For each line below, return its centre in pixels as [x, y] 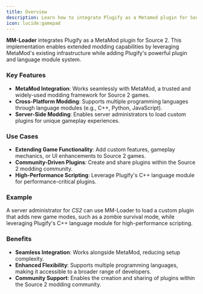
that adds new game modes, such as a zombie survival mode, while [91, 217]
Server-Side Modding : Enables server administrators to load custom [100, 114]
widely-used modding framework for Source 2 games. [82, 95]
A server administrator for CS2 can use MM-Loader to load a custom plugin [100, 211]
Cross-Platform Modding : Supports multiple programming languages [101, 101]
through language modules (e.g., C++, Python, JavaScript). [89, 108]
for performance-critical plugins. [56, 181]
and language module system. [44, 60]
